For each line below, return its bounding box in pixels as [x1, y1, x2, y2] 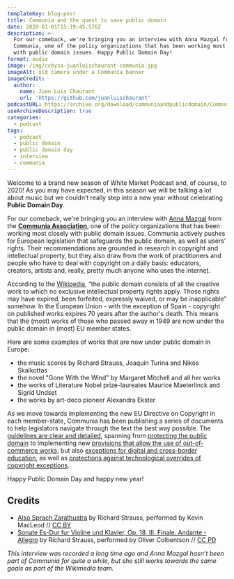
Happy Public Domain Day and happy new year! [7, 474, 144, 483]
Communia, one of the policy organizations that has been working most [13, 43, 226, 50]
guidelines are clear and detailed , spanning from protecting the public [7, 431, 208, 439]
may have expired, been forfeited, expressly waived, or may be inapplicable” [7, 294, 227, 303]
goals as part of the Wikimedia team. [7, 564, 114, 572]
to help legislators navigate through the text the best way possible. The [7, 423, 211, 433]
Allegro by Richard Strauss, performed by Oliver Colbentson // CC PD [17, 535, 217, 544]
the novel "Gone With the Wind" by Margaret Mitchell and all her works [17, 373, 221, 382]
